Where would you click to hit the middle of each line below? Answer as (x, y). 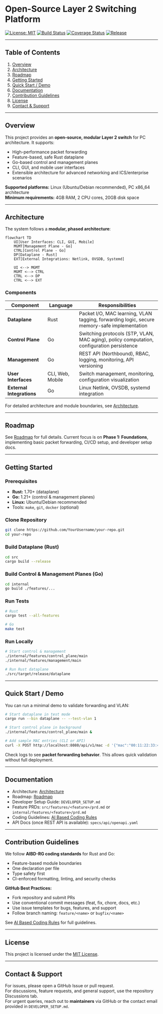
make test (15, 629)
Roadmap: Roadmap (32, 797)
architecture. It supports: (30, 142)
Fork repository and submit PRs (43, 898)
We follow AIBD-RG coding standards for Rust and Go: (60, 854)
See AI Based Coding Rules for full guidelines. (51, 923)
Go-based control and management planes (55, 162)
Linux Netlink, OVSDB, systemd (114, 388)
